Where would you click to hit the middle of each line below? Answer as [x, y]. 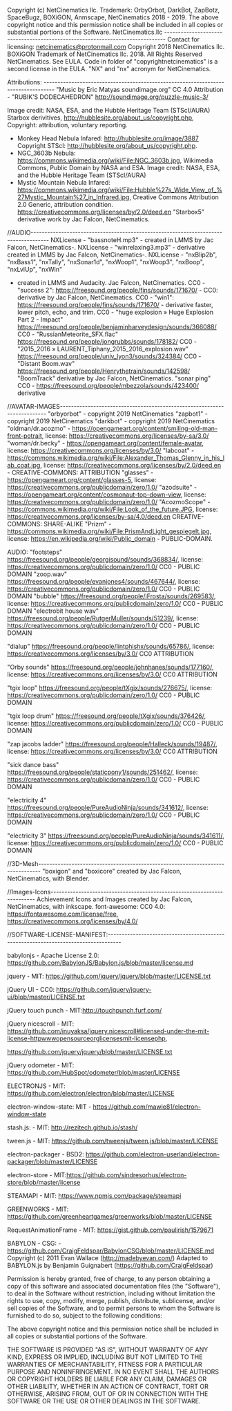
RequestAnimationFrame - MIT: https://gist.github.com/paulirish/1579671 [110, 1230]
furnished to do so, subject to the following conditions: [85, 1316]
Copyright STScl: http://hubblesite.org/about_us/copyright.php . [107, 146]
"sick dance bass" [33, 765]
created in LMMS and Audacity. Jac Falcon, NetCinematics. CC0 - [111, 283]
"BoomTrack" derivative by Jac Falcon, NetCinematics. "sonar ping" [114, 378]
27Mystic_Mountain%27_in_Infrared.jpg [73, 197]
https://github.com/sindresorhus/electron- [127, 1175]
